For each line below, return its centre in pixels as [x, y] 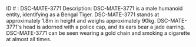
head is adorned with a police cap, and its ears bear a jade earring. [104, 27]
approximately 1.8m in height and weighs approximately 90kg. [81, 21]
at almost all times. [29, 39]
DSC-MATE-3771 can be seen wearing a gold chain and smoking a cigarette [98, 33]
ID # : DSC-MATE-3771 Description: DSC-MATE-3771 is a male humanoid [94, 8]
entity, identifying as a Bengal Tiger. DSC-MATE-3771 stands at [83, 15]
